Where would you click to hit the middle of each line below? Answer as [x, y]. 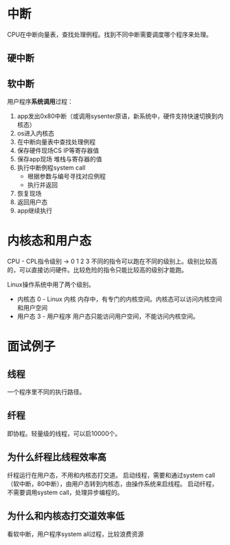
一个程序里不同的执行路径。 [46, 392]
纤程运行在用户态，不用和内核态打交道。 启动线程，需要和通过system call [111, 475]
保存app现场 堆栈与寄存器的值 [59, 159]
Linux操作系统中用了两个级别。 [51, 285]
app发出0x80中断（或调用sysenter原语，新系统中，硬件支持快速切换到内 [120, 116]
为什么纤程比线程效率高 [57, 457]
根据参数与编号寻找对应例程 [67, 177]
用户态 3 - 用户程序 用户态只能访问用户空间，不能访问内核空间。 [108, 316]
